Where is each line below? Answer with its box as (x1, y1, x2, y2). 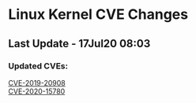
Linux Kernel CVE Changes (8, 6, 188, 24)
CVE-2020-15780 (8, 86, 66, 96)
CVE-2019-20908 (8, 78, 66, 87)
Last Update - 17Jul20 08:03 (8, 37, 151, 50)
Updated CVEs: (8, 61, 69, 72)
